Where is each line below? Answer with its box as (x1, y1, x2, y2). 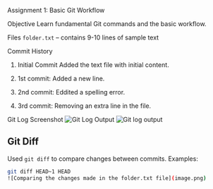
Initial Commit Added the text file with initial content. (17, 61, 169, 69)
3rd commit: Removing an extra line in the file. (17, 102, 152, 110)
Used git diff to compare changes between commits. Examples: (7, 154, 199, 163)
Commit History (7, 47, 53, 55)
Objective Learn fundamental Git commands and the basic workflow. (7, 20, 207, 28)
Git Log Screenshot (7, 116, 63, 123)
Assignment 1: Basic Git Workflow (7, 6, 105, 14)
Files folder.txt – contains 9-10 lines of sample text (7, 33, 159, 42)
